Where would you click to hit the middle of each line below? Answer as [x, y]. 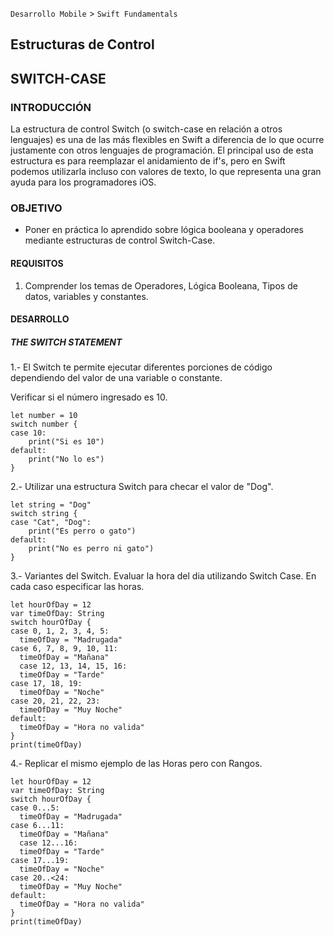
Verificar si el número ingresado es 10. [89, 397]
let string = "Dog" [51, 505]
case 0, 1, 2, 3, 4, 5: [60, 631]
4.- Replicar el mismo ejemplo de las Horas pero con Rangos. [136, 764]
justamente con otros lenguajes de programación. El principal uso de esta [162, 150]
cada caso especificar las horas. [77, 587]
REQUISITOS [37, 263]
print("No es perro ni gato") [91, 549]
